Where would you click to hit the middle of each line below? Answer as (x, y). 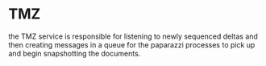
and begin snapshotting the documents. (75, 53)
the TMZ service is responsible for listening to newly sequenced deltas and (133, 36)
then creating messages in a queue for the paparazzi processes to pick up (132, 44)
